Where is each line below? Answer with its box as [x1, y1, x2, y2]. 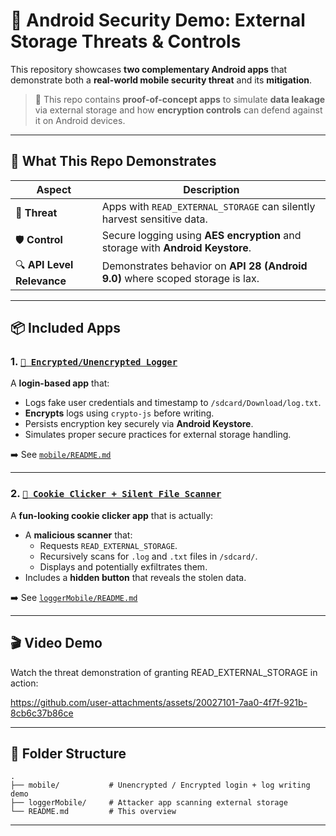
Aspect [36, 182, 72, 196]
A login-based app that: [10, 377, 110, 389]
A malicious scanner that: [24, 529, 133, 541]
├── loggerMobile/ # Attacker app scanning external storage [10, 798, 288, 808]
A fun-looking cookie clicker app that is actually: [10, 509, 214, 521]
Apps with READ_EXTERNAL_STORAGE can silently [101, 199, 316, 213]
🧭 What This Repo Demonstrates [10, 153, 217, 170]
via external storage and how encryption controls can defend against [34, 104, 323, 116]
